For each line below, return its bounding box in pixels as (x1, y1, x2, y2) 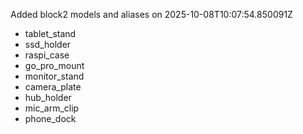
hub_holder (24, 92, 72, 103)
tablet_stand (24, 28, 77, 39)
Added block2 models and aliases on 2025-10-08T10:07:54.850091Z (10, 9, 293, 20)
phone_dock (24, 113, 77, 124)
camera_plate (24, 81, 82, 93)
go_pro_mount (24, 60, 85, 71)
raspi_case (24, 49, 70, 61)
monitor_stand (24, 70, 85, 82)
